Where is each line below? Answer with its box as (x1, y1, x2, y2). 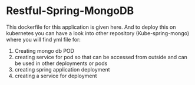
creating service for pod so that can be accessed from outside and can (14, 53, 187, 60)
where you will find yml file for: (6, 36, 81, 43)
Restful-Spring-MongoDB (6, 4, 134, 18)
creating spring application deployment (14, 66, 110, 73)
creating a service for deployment (14, 72, 97, 79)
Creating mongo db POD (14, 47, 75, 54)
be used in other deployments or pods (14, 60, 108, 67)
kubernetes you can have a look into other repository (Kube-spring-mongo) (6, 29, 190, 36)
